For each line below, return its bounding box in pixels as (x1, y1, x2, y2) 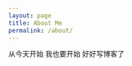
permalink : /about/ (8, 26, 74, 34)
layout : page (8, 11, 52, 20)
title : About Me (8, 19, 62, 27)
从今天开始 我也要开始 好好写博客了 (8, 49, 125, 59)
